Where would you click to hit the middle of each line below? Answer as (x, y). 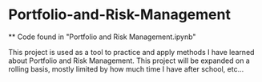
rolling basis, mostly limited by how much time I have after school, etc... (126, 68)
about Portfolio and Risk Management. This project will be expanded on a (129, 61)
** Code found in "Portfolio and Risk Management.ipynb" (102, 37)
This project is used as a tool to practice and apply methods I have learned (131, 52)
